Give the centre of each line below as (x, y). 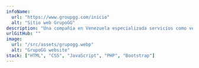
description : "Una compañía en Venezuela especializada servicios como (96, 28)
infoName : (18, 12)
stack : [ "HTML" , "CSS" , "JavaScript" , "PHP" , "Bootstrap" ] (81, 56)
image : (14, 39)
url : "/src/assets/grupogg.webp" (53, 45)
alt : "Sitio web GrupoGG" (44, 22)
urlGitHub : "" (24, 34)
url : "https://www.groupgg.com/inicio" (61, 17)
